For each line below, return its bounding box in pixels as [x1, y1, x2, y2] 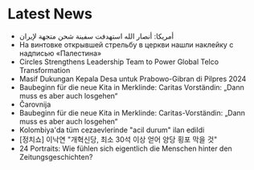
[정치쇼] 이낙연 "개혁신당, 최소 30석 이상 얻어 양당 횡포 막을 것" [18, 134, 218, 144]
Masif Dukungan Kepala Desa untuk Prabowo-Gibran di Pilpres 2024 [18, 74, 247, 83]
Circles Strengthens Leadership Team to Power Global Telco [18, 57, 219, 67]
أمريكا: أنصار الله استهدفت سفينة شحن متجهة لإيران [18, 31, 174, 41]
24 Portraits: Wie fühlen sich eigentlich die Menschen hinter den [18, 144, 232, 153]
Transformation [18, 65, 71, 75]
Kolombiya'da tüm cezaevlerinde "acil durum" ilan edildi [18, 125, 205, 135]
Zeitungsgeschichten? [18, 152, 93, 161]
